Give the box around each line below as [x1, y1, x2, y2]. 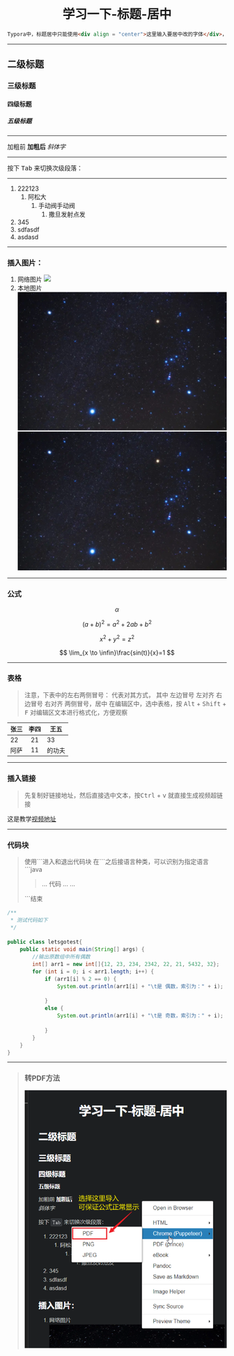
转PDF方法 [24, 1073, 61, 1083]
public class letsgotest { [7, 939, 82, 946]
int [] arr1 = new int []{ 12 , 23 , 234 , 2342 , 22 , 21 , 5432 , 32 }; [32, 961, 220, 968]
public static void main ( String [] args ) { [19, 946, 145, 953]
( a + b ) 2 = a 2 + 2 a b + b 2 [82, 619, 152, 628]
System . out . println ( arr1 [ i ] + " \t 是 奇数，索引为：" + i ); [56, 1013, 224, 1020]
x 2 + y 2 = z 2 [100, 633, 134, 643]
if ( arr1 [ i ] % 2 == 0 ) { [44, 975, 117, 983]
